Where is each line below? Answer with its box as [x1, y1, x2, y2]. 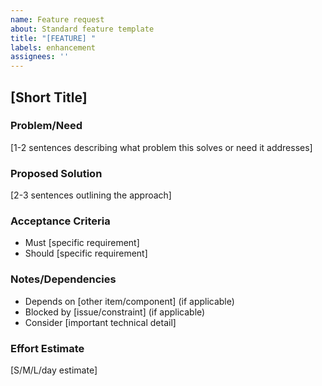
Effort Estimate [10, 341, 85, 355]
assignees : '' [10, 52, 70, 62]
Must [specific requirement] [24, 237, 140, 249]
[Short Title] [10, 89, 88, 106]
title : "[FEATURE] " [10, 33, 97, 43]
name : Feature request [10, 14, 105, 25]
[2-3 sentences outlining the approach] [10, 189, 172, 201]
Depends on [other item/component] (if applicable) [24, 295, 235, 307]
